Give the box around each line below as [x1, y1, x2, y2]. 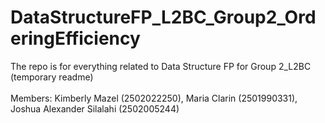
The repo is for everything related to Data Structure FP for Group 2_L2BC [10, 60, 312, 72]
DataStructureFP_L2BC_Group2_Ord [10, 6, 317, 29]
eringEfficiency [10, 27, 141, 50]
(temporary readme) [10, 71, 94, 83]
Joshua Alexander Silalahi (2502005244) [10, 102, 180, 115]
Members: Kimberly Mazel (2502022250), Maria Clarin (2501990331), [10, 92, 298, 104]
